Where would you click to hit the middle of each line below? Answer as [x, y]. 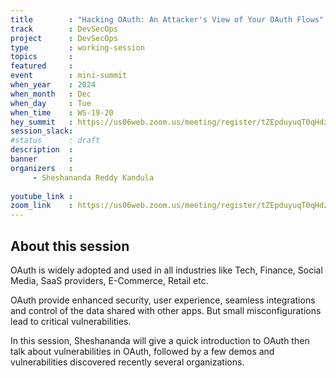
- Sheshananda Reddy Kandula [93, 177]
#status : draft [55, 141]
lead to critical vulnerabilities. [71, 321]
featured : [42, 66]
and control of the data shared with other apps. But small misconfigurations [166, 310]
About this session [70, 246]
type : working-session [77, 47]
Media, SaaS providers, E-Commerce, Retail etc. [109, 280]
